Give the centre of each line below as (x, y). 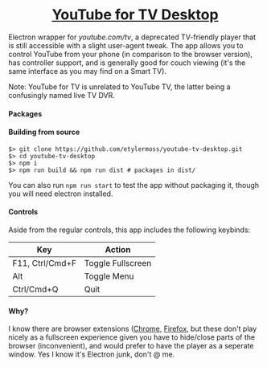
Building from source (44, 132)
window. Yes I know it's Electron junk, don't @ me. (92, 354)
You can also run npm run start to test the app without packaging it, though (134, 185)
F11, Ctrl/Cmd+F (44, 263)
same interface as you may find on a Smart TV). (88, 71)
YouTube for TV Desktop (135, 15)
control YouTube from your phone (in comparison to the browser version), (131, 54)
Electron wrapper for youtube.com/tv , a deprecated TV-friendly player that (132, 37)
